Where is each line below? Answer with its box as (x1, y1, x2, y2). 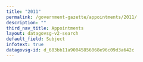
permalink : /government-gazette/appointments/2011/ (6, 14, 137, 20)
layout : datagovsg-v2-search (6, 31, 79, 37)
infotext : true (6, 42, 44, 48)
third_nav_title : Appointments (6, 25, 84, 31)
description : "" (6, 19, 46, 25)
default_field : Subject (6, 36, 66, 42)
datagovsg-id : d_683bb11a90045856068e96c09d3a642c (6, 47, 135, 53)
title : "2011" (6, 8, 42, 15)
